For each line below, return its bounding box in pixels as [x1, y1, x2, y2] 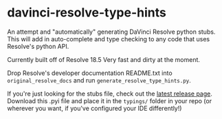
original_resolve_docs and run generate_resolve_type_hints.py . [7, 76, 191, 84]
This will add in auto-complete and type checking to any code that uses [7, 34, 210, 43]
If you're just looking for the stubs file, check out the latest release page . [7, 89, 213, 98]
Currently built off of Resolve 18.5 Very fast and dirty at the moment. [7, 55, 201, 63]
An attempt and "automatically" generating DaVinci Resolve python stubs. [7, 28, 216, 36]
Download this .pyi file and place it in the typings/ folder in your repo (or [7, 96, 212, 105]
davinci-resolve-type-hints [7, 5, 166, 21]
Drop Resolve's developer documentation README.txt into [7, 69, 173, 77]
